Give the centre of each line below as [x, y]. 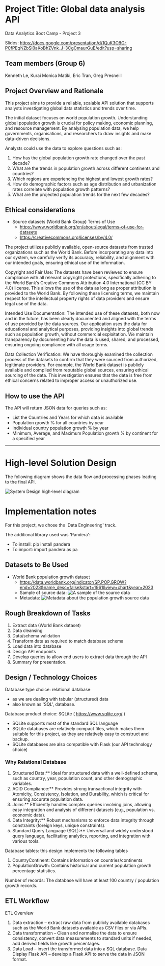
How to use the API [35, 396]
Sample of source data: [43, 593]
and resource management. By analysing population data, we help [72, 128]
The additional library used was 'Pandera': [48, 535]
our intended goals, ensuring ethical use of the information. [65, 263]
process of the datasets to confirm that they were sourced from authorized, [82, 360]
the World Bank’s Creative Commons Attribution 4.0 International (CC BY [78, 283]
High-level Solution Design [61, 463]
